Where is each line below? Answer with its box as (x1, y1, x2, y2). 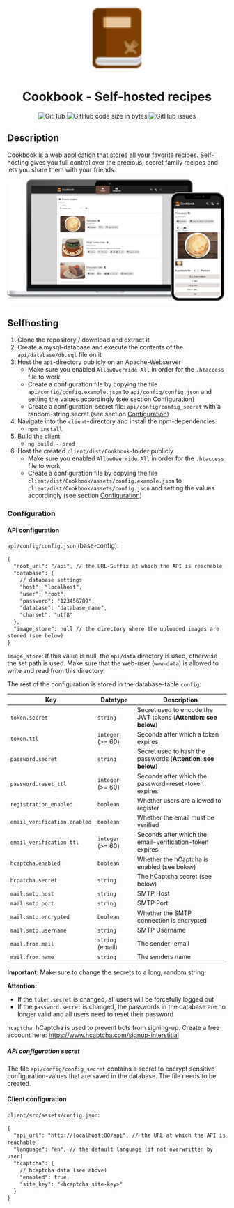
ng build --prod (27, 441, 75, 448)
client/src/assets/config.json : (7, 1111, 100, 1119)
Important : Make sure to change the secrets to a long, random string (7, 968, 205, 976)
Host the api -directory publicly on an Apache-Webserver (17, 358, 182, 366)
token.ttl (10, 735, 39, 742)
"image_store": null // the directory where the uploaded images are (13, 626, 219, 633)
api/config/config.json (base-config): (7, 541, 120, 550)
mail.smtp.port (10, 900, 54, 907)
